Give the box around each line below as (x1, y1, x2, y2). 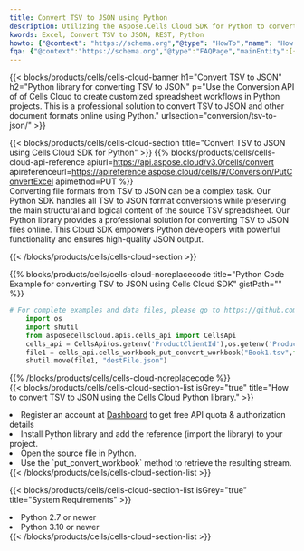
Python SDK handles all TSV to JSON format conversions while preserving (9, 196, 287, 207)
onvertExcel (9, 176, 54, 187)
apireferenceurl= (9, 167, 72, 178)
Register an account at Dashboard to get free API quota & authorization (21, 410, 286, 420)
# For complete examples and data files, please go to (9, 305, 221, 315)
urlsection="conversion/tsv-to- (161, 111, 278, 121)
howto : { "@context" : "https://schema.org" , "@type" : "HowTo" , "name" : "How (9, 38, 294, 48)
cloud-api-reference (9, 157, 86, 168)
